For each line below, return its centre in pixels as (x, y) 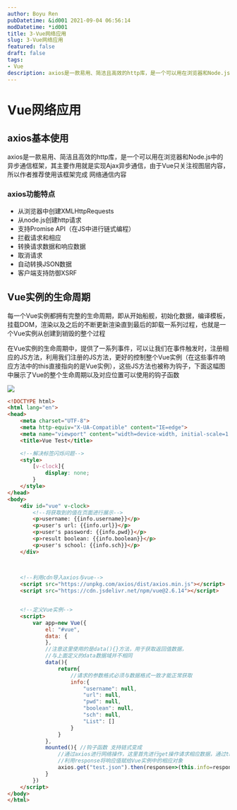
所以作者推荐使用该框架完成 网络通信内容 (67, 174)
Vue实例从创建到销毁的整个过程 (59, 333)
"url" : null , (102, 695)
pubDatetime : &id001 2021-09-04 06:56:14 (69, 20)
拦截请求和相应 (39, 237)
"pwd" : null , (102, 702)
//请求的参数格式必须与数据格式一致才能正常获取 (131, 675)
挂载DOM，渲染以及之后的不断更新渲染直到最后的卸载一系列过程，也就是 (114, 324)
